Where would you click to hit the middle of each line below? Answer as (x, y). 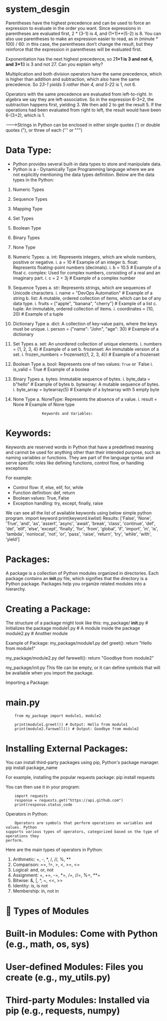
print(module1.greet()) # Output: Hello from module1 (71, 724)
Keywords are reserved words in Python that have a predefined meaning (80, 447)
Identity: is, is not (30, 885)
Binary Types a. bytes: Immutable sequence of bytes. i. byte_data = (82, 379)
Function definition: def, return (44, 493)
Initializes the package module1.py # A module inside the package (73, 628)
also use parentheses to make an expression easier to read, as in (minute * (82, 39)
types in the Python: (33, 179)
